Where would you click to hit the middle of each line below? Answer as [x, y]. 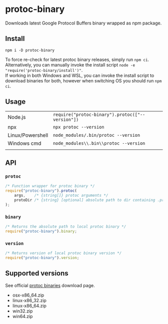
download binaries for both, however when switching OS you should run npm [83, 80]
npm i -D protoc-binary [30, 50]
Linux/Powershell [28, 135]
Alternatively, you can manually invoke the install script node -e [70, 65]
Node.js [17, 117]
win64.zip [22, 316]
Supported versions [37, 273]
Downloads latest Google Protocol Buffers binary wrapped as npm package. [83, 23]
